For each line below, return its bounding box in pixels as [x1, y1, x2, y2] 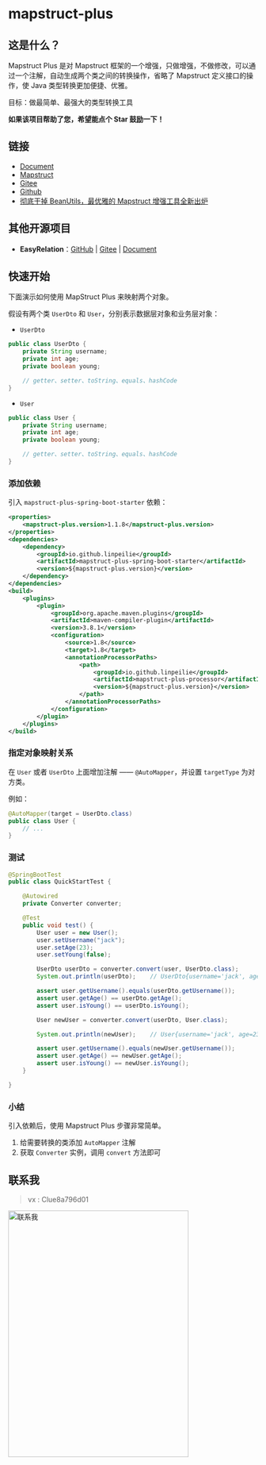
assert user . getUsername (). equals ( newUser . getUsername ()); [36, 1044, 236, 1052]
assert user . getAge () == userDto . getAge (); [36, 994, 182, 1002]
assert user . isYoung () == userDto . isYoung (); [36, 1002, 190, 1009]
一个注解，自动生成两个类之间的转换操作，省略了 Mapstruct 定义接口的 [14, 71, 247, 80]
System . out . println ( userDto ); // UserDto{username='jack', [36, 973, 246, 981]
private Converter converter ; [22, 900, 123, 908]
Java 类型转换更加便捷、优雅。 [30, 81, 132, 90]
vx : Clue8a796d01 [27, 1194, 89, 1204]
